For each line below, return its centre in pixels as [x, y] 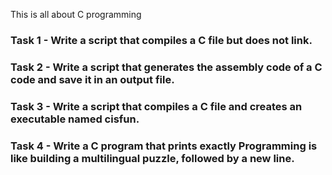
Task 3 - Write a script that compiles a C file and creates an [156, 106]
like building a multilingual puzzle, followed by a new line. [152, 158]
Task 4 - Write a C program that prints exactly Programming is [164, 146]
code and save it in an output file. [92, 79]
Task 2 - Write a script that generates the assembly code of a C [166, 67]
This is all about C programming [76, 14]
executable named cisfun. [75, 119]
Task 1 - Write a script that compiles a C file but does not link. [161, 40]
